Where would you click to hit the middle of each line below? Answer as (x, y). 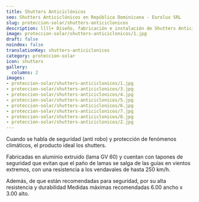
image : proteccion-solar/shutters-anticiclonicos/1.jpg (76, 34)
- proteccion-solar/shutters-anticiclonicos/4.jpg (70, 94)
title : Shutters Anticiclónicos (46, 12)
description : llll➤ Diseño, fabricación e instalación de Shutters (91, 28)
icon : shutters (25, 61)
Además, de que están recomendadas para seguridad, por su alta (86, 181)
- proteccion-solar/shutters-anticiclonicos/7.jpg (70, 111)
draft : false (22, 39)
